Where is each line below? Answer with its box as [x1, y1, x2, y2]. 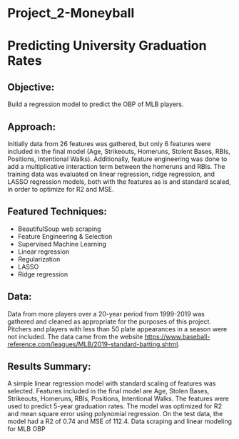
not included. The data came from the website [7, 332, 143, 341]
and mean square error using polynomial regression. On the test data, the [7, 410, 223, 418]
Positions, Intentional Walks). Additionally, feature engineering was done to [7, 155, 228, 163]
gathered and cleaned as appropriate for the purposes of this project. [7, 317, 212, 326]
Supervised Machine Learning [17, 239, 107, 248]
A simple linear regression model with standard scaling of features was [7, 379, 216, 388]
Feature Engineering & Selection [17, 232, 113, 240]
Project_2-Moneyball [7, 5, 135, 21]
